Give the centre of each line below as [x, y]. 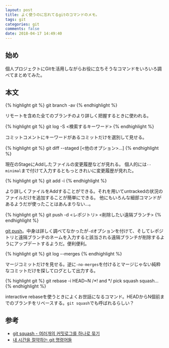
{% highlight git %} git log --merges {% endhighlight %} [64, 254]
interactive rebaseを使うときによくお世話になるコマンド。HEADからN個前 [83, 296]
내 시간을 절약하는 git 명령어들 [42, 340]
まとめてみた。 [29, 75]
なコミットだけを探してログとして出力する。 [52, 270]
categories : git [22, 24]
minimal [13, 171]
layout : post [19, 10]
